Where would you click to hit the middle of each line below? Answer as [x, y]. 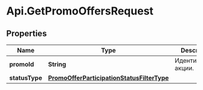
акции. [185, 68]
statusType [26, 78]
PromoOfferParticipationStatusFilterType [108, 78]
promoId [22, 64]
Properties [27, 34]
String [57, 64]
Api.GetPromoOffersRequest [80, 11]
